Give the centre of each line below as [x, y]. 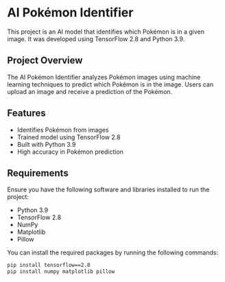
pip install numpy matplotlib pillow [61, 272]
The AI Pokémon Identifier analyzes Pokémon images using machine [104, 77]
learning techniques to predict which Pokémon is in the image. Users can [110, 84]
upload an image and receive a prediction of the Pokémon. [90, 91]
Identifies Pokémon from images [63, 130]
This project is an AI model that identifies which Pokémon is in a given [106, 32]
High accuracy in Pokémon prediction [70, 152]
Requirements [38, 173]
